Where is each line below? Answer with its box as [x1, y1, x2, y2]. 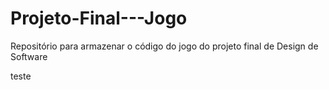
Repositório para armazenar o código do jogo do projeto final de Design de [10, 40, 319, 52]
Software [10, 50, 48, 62]
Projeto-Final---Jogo [10, 7, 188, 30]
